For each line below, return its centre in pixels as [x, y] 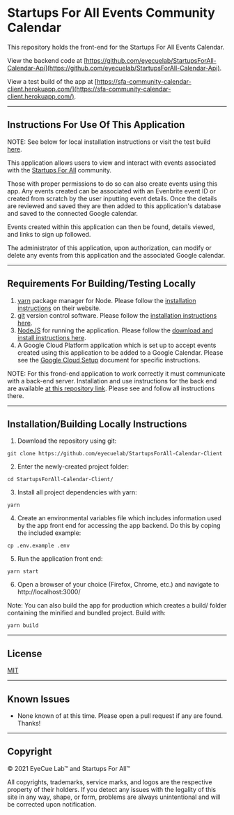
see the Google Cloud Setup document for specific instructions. [109, 360]
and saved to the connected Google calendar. [72, 213]
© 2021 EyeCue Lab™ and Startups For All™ [69, 768]
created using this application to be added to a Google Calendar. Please [120, 352]
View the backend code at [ [47, 60]
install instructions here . [52, 337]
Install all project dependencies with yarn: [77, 492]
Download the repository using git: [67, 441]
